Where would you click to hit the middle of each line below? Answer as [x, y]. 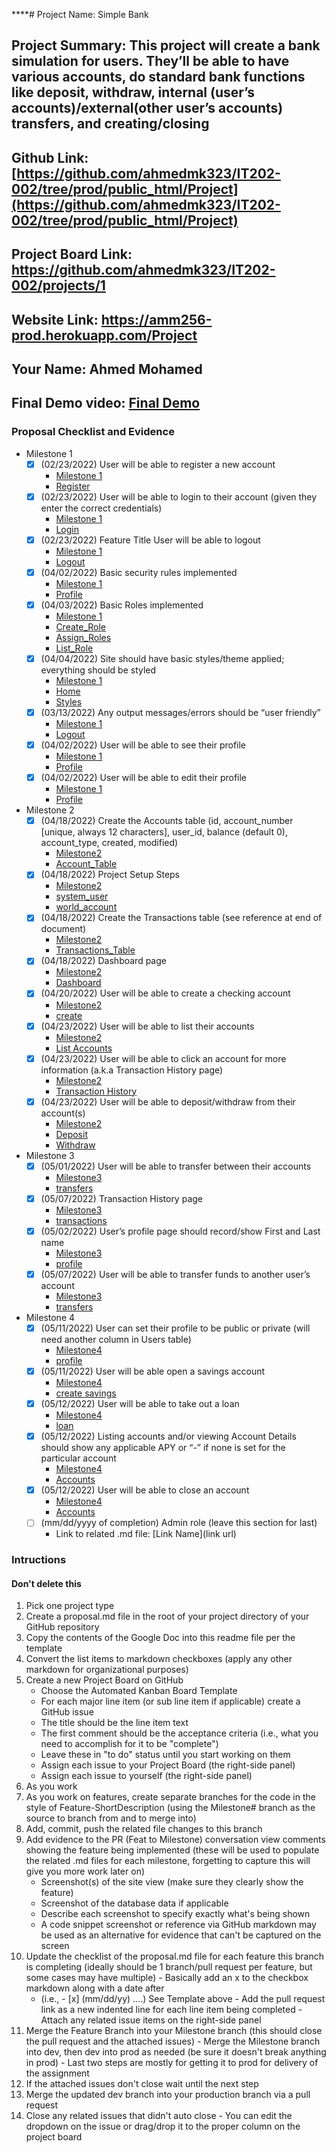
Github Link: [50, 157]
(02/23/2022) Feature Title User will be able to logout [150, 540]
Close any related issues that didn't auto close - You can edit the [159, 2116]
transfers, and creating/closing [110, 124]
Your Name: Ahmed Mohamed [107, 369]
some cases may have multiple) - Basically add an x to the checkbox [167, 1978]
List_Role [74, 648]
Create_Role [81, 626]
